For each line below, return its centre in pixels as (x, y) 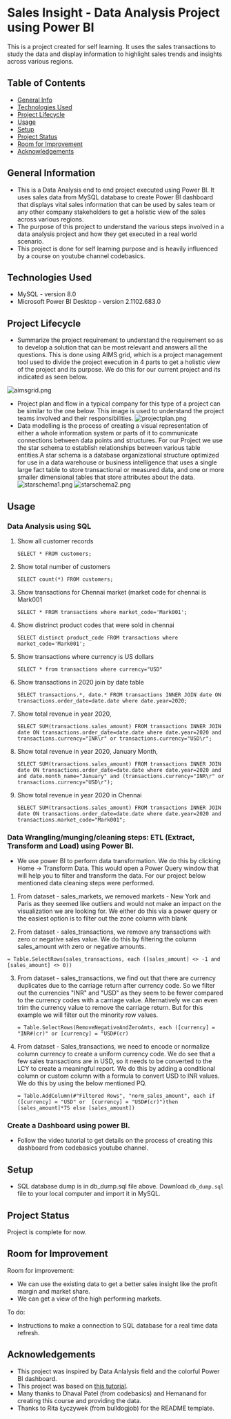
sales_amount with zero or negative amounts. (81, 947)
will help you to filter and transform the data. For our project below (111, 876)
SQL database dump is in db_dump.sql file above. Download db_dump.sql (120, 1186)
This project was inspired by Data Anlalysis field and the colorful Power (118, 1371)
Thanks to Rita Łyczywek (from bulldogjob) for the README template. (116, 1408)
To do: (16, 1312)
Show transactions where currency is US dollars (85, 656)
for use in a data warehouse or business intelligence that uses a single (117, 462)
